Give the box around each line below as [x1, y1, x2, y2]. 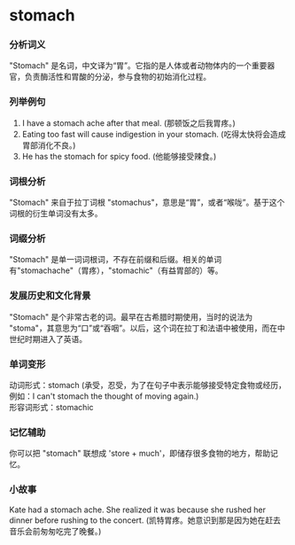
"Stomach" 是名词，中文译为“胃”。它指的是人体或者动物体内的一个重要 [9, 60, 268, 71]
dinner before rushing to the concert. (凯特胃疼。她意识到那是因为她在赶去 [9, 515, 282, 526]
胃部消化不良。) [21, 139, 76, 151]
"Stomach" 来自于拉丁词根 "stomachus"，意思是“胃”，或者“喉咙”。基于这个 [9, 197, 285, 208]
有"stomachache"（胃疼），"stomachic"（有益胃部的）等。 [9, 265, 223, 276]
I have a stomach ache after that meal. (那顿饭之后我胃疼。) [21, 117, 237, 128]
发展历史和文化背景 [9, 290, 91, 302]
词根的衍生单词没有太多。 [9, 208, 103, 219]
